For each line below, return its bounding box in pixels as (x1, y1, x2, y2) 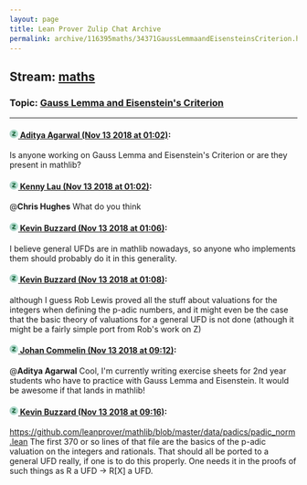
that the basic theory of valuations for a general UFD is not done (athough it (9, 313, 294, 324)
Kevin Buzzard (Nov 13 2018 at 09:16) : (19, 406, 167, 417)
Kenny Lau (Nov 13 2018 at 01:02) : (19, 181, 153, 192)
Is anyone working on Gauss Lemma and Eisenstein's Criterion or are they (9, 150, 288, 161)
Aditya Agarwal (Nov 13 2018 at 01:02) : (19, 129, 172, 141)
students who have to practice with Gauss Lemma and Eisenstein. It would (9, 375, 290, 386)
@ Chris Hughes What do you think (9, 201, 142, 212)
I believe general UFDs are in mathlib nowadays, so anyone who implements (9, 243, 296, 254)
